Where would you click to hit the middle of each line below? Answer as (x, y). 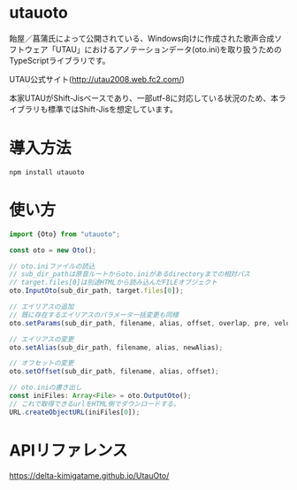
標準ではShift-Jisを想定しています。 (113, 109)
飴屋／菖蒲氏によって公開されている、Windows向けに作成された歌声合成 (142, 38)
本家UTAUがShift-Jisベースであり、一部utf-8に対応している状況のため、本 (144, 98)
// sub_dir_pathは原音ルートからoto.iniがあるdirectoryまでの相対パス (129, 274)
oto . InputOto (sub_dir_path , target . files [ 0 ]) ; (96, 291)
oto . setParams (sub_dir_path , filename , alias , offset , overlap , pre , (140, 323)
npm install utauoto (47, 172)
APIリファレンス (69, 450)
